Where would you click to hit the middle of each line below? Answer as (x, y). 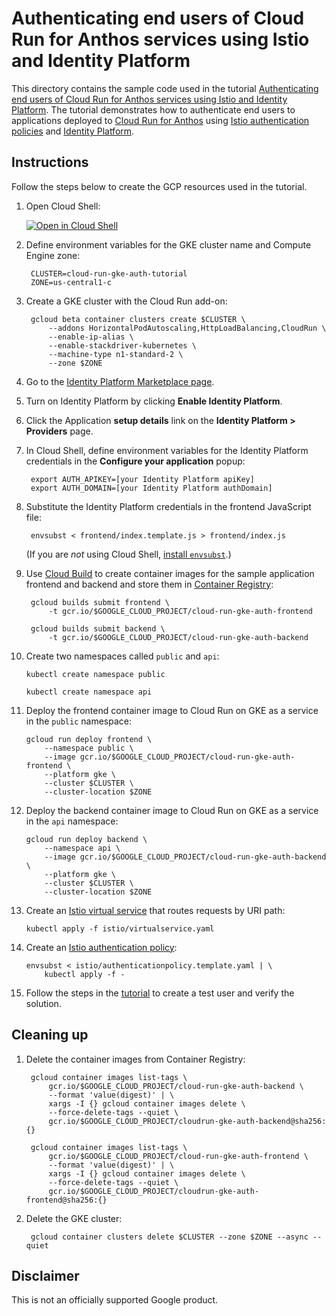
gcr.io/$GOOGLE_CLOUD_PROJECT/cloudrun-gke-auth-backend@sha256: (187, 1121)
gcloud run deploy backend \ (86, 839)
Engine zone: (53, 255)
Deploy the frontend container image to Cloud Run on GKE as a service (172, 710)
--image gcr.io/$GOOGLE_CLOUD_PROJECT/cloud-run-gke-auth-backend (185, 857)
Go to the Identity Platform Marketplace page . (120, 381)
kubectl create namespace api (89, 692)
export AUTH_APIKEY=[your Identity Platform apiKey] (142, 479)
